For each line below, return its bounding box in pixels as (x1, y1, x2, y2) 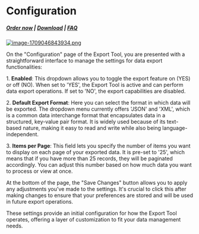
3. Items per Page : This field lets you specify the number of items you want (6, 142, 191, 149)
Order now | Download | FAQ (6, 24, 78, 31)
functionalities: (6, 64, 43, 71)
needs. (6, 222, 23, 230)
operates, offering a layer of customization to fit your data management (6, 216, 181, 223)
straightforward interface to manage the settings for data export (6, 57, 163, 64)
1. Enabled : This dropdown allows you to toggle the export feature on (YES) (6, 75, 191, 82)
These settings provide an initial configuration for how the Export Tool (6, 210, 177, 217)
